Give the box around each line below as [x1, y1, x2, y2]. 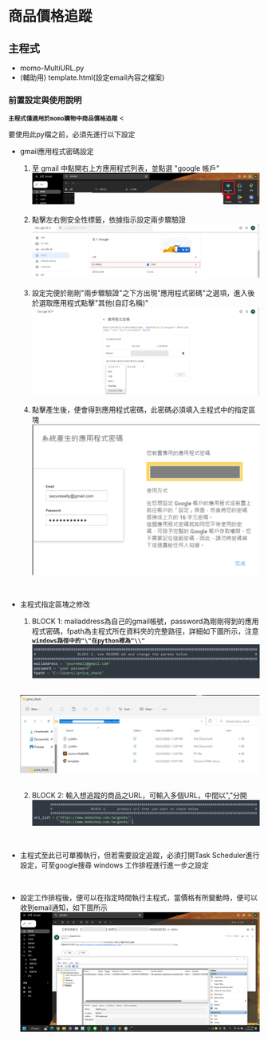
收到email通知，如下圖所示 [19, 903, 108, 912]
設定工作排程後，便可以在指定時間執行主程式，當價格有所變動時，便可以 [19, 893, 258, 903]
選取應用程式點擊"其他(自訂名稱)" [38, 299, 149, 308]
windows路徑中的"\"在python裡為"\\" [31, 637, 146, 645]
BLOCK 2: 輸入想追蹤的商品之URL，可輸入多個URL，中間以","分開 [31, 790, 247, 800]
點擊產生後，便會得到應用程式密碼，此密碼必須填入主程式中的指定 [31, 405, 249, 414]
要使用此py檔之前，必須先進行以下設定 [8, 129, 136, 140]
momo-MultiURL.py [19, 63, 85, 73]
